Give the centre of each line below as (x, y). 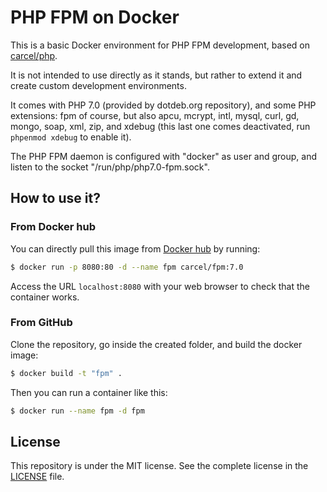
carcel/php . (34, 55)
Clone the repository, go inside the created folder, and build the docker (156, 344)
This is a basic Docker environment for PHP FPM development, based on (160, 45)
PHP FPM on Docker (95, 17)
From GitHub (41, 323)
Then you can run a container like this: (89, 392)
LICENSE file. (37, 477)
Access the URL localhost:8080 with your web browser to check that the (160, 286)
